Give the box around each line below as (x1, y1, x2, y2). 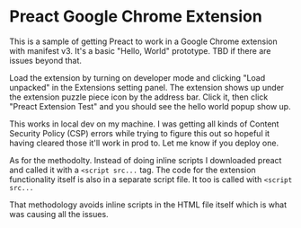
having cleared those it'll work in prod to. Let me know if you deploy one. (9, 137, 279, 148)
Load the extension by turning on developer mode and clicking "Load (9, 72, 266, 83)
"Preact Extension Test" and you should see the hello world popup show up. (9, 101, 291, 111)
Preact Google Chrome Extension (9, 6, 262, 27)
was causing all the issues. (9, 208, 110, 219)
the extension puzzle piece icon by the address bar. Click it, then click (9, 92, 269, 102)
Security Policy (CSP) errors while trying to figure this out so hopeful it (9, 127, 270, 138)
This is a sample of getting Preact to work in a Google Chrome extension (9, 36, 278, 47)
